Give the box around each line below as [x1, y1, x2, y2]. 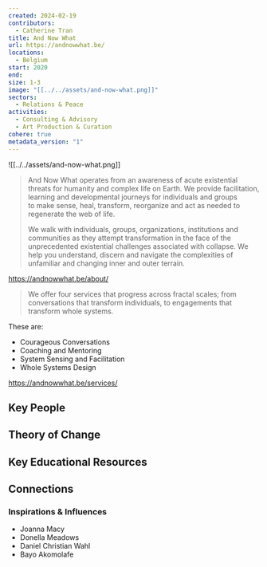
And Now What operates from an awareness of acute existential [27, 175, 238, 184]
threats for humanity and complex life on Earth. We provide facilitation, [27, 183, 260, 193]
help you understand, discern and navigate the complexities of [27, 250, 234, 259]
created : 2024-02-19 [8, 11, 77, 20]
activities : [8, 108, 48, 116]
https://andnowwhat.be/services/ [8, 378, 118, 388]
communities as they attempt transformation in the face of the [27, 233, 231, 242]
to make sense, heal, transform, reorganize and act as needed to [27, 200, 241, 210]
